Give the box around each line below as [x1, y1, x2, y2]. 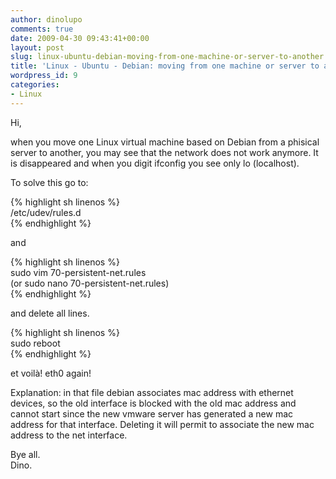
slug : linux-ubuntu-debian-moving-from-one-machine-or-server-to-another [10, 52, 325, 62]
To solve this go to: [10, 176, 89, 188]
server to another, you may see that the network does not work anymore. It [10, 146, 319, 158]
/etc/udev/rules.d [10, 206, 82, 218]
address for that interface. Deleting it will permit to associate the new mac [10, 418, 315, 430]
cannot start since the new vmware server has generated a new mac [10, 407, 294, 420]
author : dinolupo [10, 14, 83, 25]
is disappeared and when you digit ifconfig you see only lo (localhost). [10, 157, 300, 169]
